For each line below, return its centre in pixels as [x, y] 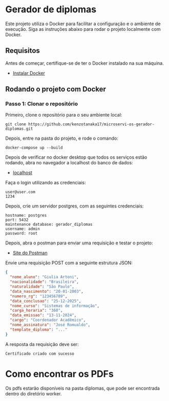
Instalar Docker [29, 73]
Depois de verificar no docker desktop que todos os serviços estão [76, 157]
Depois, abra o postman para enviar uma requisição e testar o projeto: [79, 243]
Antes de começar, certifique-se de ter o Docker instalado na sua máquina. [84, 63]
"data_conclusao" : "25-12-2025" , [46, 301]
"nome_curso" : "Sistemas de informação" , [55, 306]
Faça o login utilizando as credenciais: [46, 183]
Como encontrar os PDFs [59, 374]
